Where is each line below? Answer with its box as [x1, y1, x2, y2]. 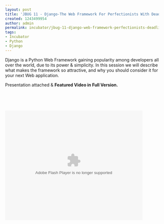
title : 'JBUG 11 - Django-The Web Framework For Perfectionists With [5, 12, 150, 17]
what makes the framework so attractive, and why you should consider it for [5, 67, 158, 73]
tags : [5, 30, 16, 35]
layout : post [5, 7, 32, 12]
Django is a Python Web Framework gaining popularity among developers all [5, 57, 159, 62]
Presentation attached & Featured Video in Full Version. [5, 81, 118, 88]
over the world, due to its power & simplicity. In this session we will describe [5, 62, 158, 68]
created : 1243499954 [5, 16, 47, 21]
